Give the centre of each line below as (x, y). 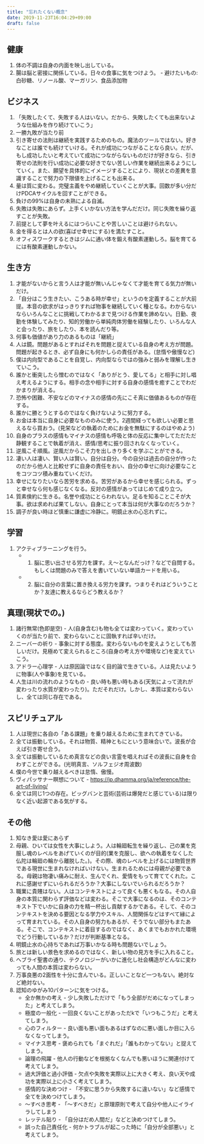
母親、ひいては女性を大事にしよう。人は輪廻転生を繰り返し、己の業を (103, 846)
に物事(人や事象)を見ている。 (53, 674)
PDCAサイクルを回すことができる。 (66, 193)
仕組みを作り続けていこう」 (61, 125)
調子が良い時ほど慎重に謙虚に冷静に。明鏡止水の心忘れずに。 (93, 511)
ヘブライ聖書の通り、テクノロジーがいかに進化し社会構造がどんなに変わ (106, 960)
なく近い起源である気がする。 (53, 801)
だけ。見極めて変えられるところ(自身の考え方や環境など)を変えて (108, 651)
